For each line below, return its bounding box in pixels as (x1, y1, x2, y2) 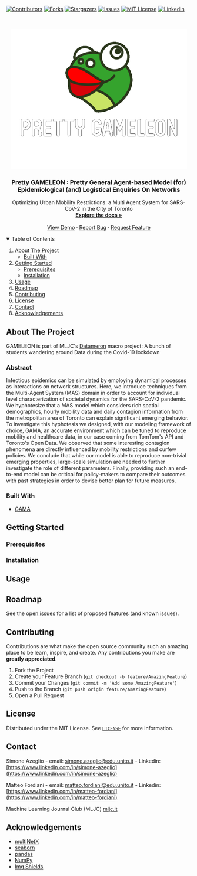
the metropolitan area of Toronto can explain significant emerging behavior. (6, 414, 189, 421)
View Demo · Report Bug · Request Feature (46, 224, 151, 231)
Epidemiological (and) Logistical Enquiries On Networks (17, 185, 181, 194)
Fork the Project (14, 666, 54, 674)
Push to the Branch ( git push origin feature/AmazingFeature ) (14, 685, 166, 692)
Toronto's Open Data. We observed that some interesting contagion (6, 440, 170, 447)
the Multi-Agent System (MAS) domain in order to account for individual (6, 390, 181, 397)
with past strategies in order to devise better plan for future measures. (6, 477, 176, 484)
